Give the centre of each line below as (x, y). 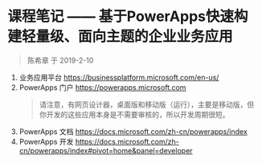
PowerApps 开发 (46, 141)
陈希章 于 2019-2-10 (60, 60)
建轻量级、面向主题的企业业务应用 (121, 37)
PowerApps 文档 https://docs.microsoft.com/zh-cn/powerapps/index (133, 131)
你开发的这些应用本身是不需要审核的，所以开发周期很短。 (134, 114)
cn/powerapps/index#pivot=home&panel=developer (106, 150)
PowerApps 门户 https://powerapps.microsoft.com (102, 87)
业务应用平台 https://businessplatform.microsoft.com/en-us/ (119, 77)
